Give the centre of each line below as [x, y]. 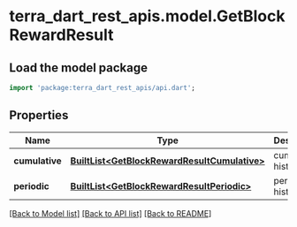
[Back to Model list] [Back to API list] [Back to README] [110, 213]
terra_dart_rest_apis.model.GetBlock [147, 16]
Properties [39, 115]
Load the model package [79, 68]
